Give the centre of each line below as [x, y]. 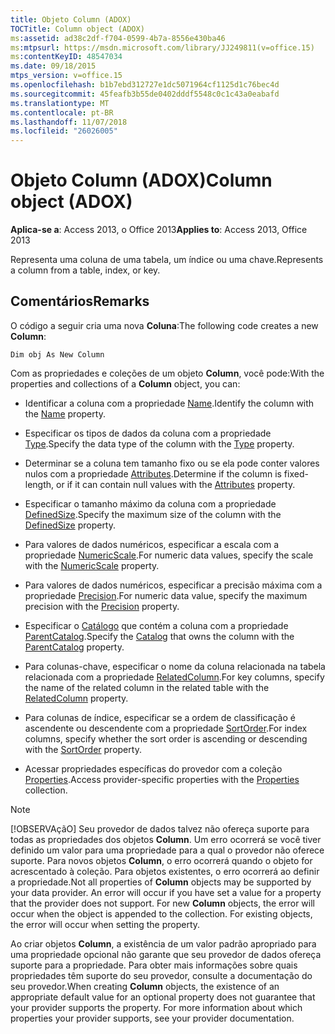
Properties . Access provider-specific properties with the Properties [162, 779]
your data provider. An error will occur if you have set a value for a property [166, 892]
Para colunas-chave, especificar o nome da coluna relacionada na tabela [175, 666]
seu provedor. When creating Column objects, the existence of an [145, 986]
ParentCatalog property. [74, 647]
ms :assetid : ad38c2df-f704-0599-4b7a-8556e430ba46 [118, 38]
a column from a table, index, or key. [85, 270]
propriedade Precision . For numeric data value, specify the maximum [166, 595]
